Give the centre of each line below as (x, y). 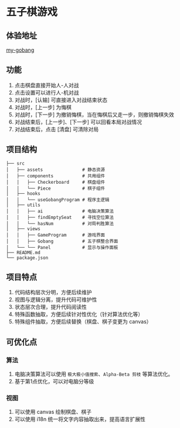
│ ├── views (23, 229)
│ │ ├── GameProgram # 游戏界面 (56, 235)
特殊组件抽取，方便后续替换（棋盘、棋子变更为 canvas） (83, 322)
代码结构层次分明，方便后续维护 (53, 292)
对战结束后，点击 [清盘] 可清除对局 (56, 129)
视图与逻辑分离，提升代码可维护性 (56, 299)
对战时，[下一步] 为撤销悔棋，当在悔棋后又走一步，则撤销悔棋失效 (94, 114)
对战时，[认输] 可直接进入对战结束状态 (61, 100)
